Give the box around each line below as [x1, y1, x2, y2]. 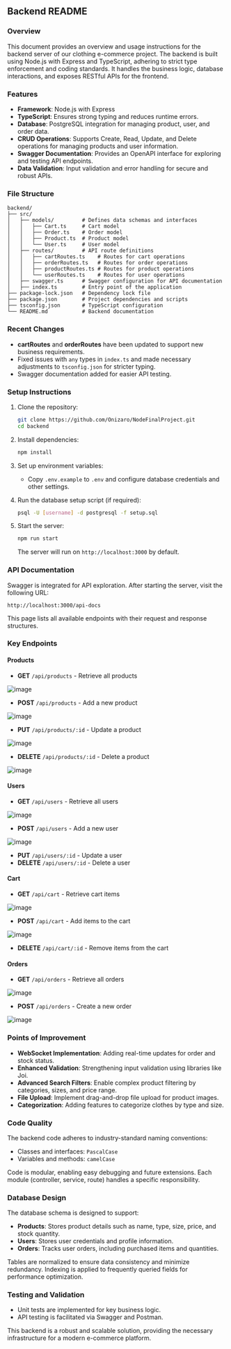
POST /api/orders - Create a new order [17, 1002, 132, 1011]
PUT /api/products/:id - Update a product [17, 725, 141, 733]
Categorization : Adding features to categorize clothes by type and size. [17, 1101, 224, 1109]
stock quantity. [17, 1229, 61, 1238]
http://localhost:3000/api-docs [7, 602, 101, 609]
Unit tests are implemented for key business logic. [17, 1306, 161, 1314]
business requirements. [17, 347, 85, 356]
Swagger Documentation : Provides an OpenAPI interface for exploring [17, 149, 221, 157]
